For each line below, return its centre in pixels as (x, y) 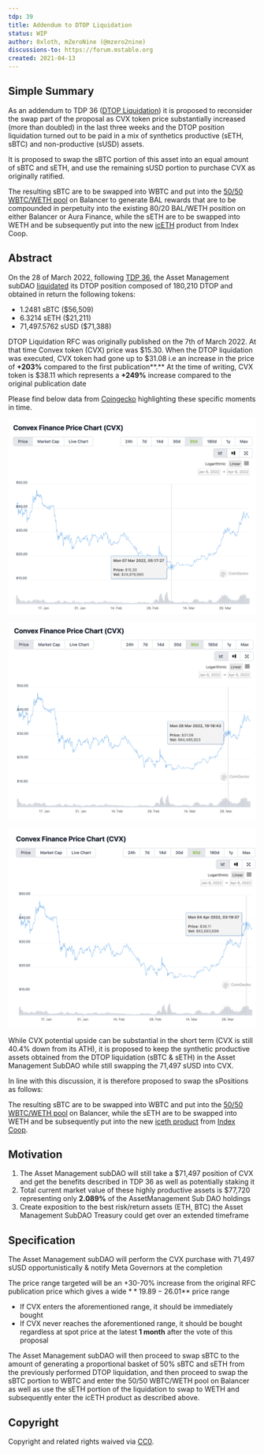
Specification (42, 1240)
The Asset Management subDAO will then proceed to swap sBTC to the (124, 1356)
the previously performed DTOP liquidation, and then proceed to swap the (128, 1373)
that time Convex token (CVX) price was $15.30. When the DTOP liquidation (131, 350)
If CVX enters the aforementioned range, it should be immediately (126, 1307)
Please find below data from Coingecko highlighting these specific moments (132, 398)
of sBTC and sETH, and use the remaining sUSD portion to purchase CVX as (132, 168)
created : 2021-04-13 (42, 58)
